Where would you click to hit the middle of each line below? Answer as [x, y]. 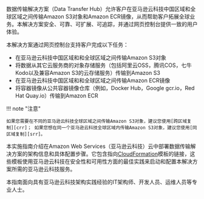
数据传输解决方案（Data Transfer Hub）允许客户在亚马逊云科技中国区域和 [98, 9]
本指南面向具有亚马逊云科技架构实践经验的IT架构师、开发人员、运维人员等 [99, 182]
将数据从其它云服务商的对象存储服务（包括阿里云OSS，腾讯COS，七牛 [104, 65]
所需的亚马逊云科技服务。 [43, 169]
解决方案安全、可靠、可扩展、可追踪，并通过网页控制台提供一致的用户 [110, 24]
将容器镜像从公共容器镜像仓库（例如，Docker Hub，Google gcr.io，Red [105, 88]
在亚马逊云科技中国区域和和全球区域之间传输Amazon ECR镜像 [93, 80]
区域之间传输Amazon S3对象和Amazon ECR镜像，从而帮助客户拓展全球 [100, 16]
